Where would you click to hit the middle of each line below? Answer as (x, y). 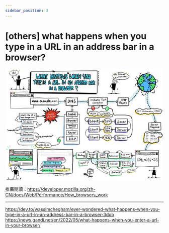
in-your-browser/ (23, 225)
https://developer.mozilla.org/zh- (61, 189)
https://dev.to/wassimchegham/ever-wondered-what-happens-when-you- (82, 209)
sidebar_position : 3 (27, 11)
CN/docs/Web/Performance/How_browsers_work (57, 195)
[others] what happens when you (76, 36)
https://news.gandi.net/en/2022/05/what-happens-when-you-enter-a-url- (82, 220)
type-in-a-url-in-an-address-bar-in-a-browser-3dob (60, 214)
